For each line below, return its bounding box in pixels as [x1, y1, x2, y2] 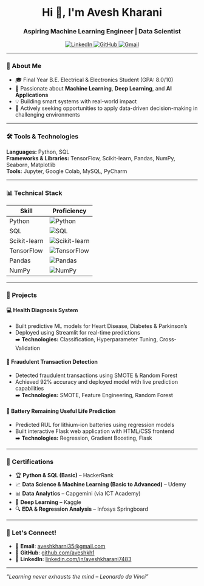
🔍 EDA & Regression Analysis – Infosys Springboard [15, 505, 149, 513]
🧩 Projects [6, 291, 38, 299]
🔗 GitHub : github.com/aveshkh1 [15, 549, 95, 556]
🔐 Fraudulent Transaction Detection [6, 358, 98, 366]
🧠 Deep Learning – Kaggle [15, 499, 82, 506]
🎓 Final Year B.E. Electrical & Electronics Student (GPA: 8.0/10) [15, 76, 174, 83]
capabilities [15, 384, 44, 392]
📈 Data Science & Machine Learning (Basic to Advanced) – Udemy [15, 481, 186, 488]
